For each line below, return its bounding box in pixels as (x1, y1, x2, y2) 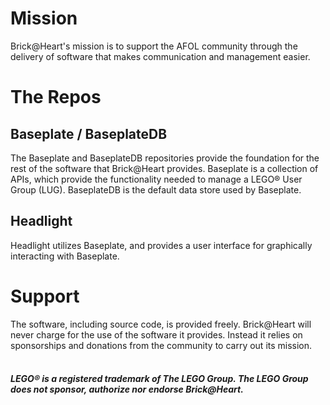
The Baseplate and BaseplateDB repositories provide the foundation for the (10, 152, 320, 164)
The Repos (10, 86, 102, 109)
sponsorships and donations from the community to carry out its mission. (10, 339, 313, 351)
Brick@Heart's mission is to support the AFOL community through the (10, 40, 298, 52)
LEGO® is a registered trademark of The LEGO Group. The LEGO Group (10, 373, 309, 385)
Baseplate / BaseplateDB (10, 125, 168, 142)
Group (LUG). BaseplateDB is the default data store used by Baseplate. (10, 183, 302, 196)
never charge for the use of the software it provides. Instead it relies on (10, 328, 303, 341)
